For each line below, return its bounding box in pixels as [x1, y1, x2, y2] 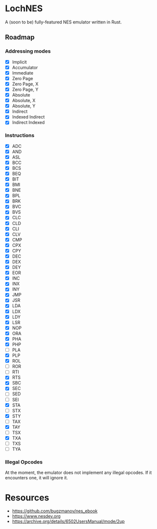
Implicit [12, 59, 27, 65]
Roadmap [5, 33, 35, 41]
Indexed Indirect [12, 114, 45, 120]
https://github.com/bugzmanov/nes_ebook [12, 508, 98, 514]
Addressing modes [5, 48, 51, 55]
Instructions [5, 132, 35, 139]
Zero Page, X [12, 81, 39, 87]
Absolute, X [12, 98, 35, 103]
